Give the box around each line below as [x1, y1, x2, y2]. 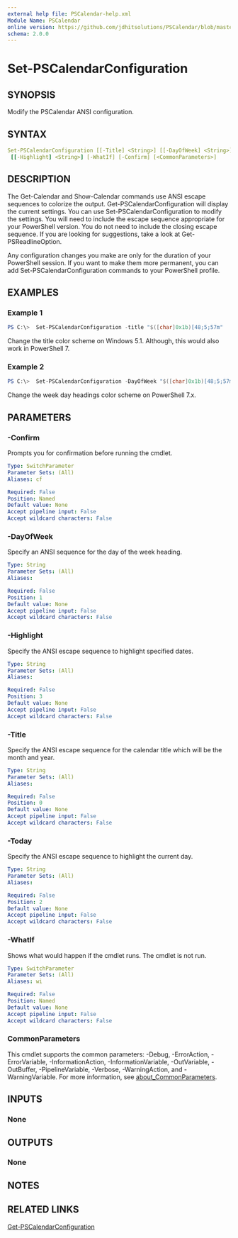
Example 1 [7, 308, 43, 318]
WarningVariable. [7, 1072, 58, 1081]
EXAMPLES [7, 286, 59, 299]
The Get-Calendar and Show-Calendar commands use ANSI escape [7, 192, 206, 201]
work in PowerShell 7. [7, 345, 70, 353]
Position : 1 [7, 593, 42, 601]
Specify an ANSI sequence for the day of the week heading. [7, 547, 183, 557]
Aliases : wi [7, 978, 42, 986]
